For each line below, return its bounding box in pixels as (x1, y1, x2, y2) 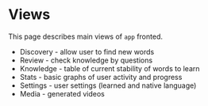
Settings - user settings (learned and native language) (19, 81, 197, 90)
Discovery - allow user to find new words (19, 47, 155, 56)
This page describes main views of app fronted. (8, 32, 163, 41)
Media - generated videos (19, 89, 105, 98)
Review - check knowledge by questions (19, 55, 153, 65)
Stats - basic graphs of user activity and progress (19, 72, 183, 81)
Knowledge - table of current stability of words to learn (19, 63, 200, 73)
